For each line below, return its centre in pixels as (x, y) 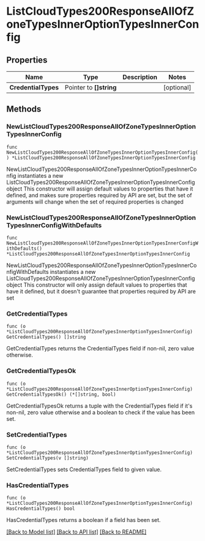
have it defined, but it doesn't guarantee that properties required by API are (101, 291)
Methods (24, 109)
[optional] (177, 87)
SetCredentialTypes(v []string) (47, 458)
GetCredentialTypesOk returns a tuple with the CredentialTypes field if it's (99, 406)
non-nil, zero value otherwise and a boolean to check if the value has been (100, 412)
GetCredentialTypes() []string (46, 337)
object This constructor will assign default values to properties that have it (100, 189)
